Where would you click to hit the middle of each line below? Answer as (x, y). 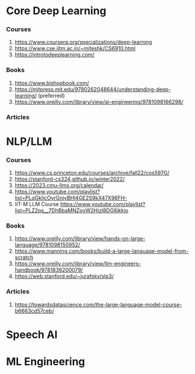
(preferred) (51, 95)
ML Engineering (46, 362)
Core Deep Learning (56, 11)
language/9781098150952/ (47, 245)
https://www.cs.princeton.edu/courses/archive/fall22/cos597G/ (92, 173)
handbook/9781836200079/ (49, 270)
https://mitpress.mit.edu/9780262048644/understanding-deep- (93, 89)
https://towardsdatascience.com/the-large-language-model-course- (98, 304)
